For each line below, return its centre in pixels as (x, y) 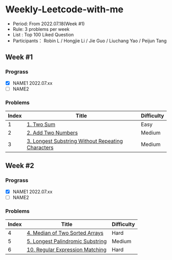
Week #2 (20, 166)
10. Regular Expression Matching (67, 250)
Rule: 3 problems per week (41, 29)
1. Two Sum (41, 124)
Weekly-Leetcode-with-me (64, 10)
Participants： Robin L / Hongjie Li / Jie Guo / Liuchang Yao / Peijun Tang (90, 41)
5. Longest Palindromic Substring (67, 242)
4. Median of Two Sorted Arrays (65, 233)
